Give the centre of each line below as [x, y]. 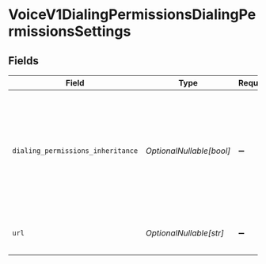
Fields [24, 61]
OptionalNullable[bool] [188, 151]
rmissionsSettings [70, 31]
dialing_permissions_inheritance [75, 151]
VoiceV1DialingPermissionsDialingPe [132, 15]
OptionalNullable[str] [184, 233]
